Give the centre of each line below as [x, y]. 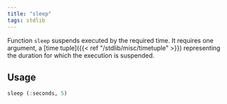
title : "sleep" [30, 14]
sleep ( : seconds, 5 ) [38, 93]
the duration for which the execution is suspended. [81, 55]
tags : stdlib [26, 20]
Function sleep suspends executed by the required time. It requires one [111, 40]
